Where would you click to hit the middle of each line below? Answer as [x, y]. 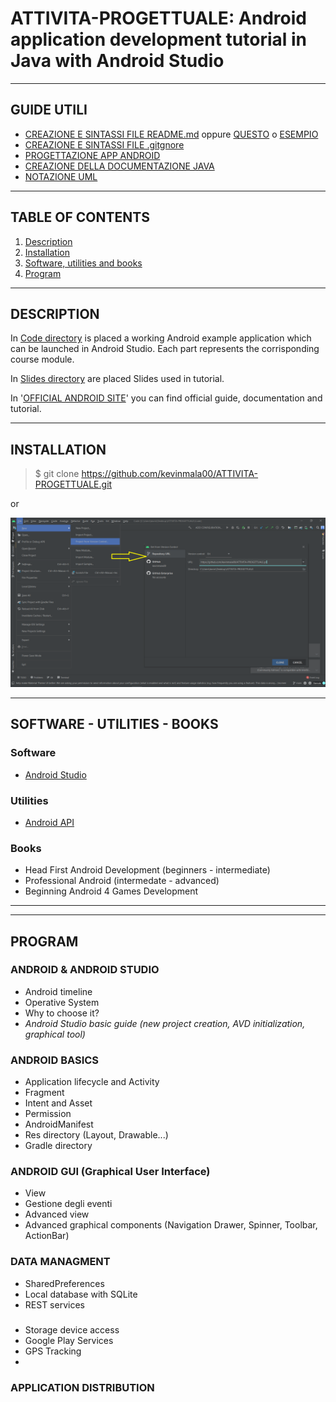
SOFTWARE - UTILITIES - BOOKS [114, 724]
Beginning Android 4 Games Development [111, 891]
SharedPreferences [64, 1283]
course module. [42, 359]
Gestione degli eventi [68, 1204]
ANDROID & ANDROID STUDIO [85, 970]
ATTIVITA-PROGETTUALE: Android [158, 18]
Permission [48, 1114]
